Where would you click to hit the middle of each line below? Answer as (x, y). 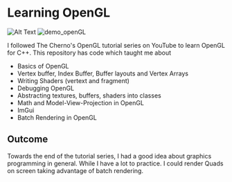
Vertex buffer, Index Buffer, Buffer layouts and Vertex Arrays (103, 73)
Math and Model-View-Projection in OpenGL (80, 102)
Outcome (28, 139)
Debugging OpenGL (46, 88)
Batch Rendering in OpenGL (57, 117)
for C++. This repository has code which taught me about (89, 53)
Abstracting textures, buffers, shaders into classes (89, 95)
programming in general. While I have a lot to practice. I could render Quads (115, 163)
